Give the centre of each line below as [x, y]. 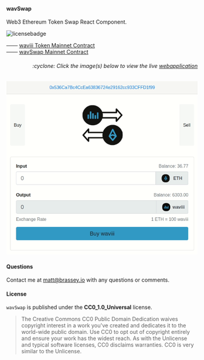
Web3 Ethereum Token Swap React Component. [67, 22]
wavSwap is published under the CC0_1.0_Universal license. [80, 307]
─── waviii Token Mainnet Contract [51, 46]
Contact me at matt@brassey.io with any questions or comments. [88, 280]
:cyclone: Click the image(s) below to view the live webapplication [115, 66]
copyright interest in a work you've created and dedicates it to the [104, 325]
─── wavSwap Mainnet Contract [47, 52]
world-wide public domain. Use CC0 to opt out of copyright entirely [105, 332]
